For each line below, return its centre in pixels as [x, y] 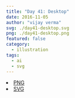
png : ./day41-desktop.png [37, 33]
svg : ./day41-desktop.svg [37, 28]
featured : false [26, 39]
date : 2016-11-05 [27, 17]
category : [18, 45]
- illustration [30, 50]
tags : [13, 55]
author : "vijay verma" [34, 22]
